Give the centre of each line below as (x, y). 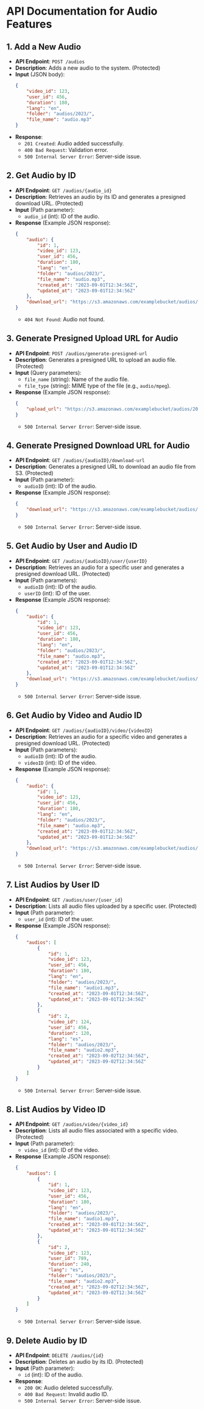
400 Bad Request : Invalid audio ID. (66, 1394)
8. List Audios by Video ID (56, 1110)
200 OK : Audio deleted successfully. (69, 1388)
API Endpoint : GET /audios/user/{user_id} (69, 899)
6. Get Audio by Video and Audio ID (74, 715)
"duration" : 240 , (70, 1264)
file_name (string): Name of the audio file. (76, 379)
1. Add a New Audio (44, 47)
